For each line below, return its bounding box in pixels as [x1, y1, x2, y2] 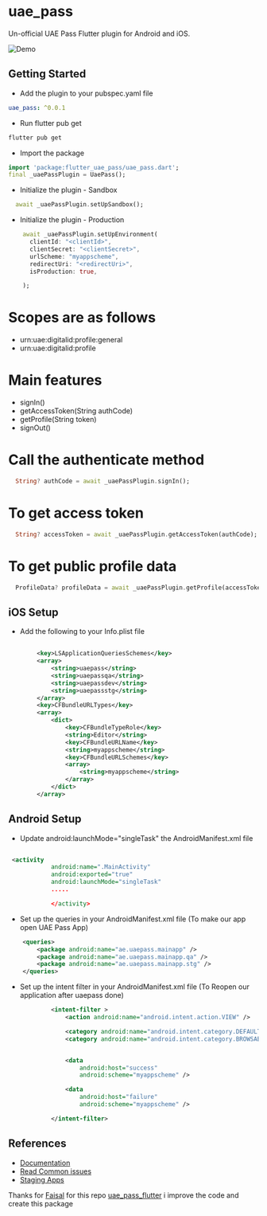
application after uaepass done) [19, 991, 125, 1000]
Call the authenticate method [8, 451, 205, 469]
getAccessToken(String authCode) [19, 406, 133, 416]
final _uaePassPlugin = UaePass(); [8, 170, 126, 179]
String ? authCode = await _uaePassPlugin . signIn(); [15, 477, 191, 486]
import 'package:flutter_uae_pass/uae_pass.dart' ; [8, 163, 180, 171]
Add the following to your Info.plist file [19, 627, 145, 636]
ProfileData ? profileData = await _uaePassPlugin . [15, 584, 187, 592]
